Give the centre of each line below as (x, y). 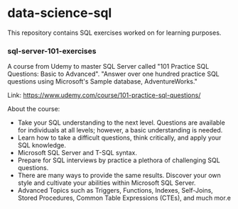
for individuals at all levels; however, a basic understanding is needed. (120, 130)
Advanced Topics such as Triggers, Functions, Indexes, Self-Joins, (115, 191)
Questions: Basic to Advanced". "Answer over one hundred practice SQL (113, 74)
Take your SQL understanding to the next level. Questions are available (121, 123)
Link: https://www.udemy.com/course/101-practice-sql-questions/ (104, 95)
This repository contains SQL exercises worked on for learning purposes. (114, 33)
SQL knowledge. (42, 145)
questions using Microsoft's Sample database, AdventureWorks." (102, 81)
